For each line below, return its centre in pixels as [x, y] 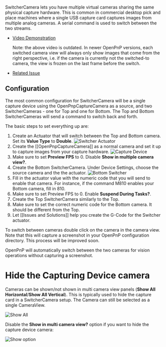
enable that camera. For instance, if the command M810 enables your [83, 183]
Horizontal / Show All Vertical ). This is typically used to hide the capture [79, 294]
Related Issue [26, 73]
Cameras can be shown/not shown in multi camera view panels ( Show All [81, 289]
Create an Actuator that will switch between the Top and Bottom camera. [86, 136]
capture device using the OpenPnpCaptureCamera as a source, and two [79, 106]
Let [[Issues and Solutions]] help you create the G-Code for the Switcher [86, 215]
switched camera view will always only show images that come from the [86, 53]
